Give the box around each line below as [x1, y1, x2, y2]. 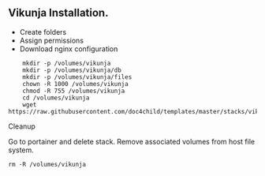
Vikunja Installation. [8, 6, 109, 20]
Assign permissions [19, 36, 84, 45]
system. [8, 145, 34, 155]
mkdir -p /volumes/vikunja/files [22, 73, 132, 81]
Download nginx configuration [19, 43, 118, 54]
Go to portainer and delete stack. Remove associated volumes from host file [8, 137, 255, 146]
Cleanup [8, 122, 35, 131]
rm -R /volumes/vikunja [8, 160, 87, 168]
